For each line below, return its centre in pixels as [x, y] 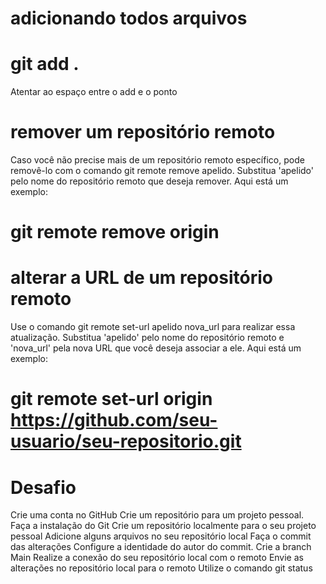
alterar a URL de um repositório [141, 278]
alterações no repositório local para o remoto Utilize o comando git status [161, 568]
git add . [45, 64]
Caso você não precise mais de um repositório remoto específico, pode [157, 160]
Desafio [43, 487]
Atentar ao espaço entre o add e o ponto [94, 92]
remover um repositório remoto [143, 132]
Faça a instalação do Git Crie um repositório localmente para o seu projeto [163, 526]
